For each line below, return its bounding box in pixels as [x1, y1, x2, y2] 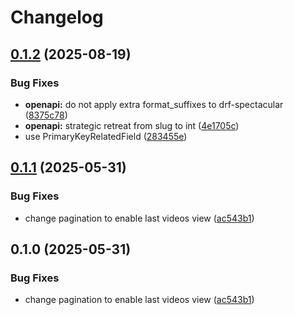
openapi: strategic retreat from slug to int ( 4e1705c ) [24, 119, 240, 131]
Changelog [10, 6, 104, 29]
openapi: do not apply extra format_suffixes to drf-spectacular [24, 98, 284, 110]
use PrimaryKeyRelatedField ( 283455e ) [24, 130, 188, 142]
